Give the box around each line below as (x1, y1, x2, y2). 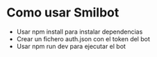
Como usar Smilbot (6, 5, 119, 21)
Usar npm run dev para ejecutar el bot (16, 42, 126, 50)
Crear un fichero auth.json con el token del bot (16, 34, 150, 43)
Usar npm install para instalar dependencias (16, 27, 143, 36)
